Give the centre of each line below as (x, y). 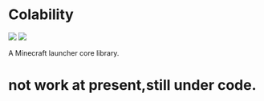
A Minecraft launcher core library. (64, 52)
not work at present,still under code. (132, 85)
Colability (41, 15)
